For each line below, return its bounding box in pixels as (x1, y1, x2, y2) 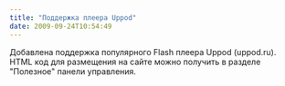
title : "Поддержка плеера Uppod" (9, 13, 137, 23)
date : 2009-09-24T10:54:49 (9, 22, 112, 31)
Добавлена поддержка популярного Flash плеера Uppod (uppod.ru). (9, 46, 277, 57)
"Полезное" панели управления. (9, 65, 137, 77)
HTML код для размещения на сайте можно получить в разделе (9, 56, 261, 67)
